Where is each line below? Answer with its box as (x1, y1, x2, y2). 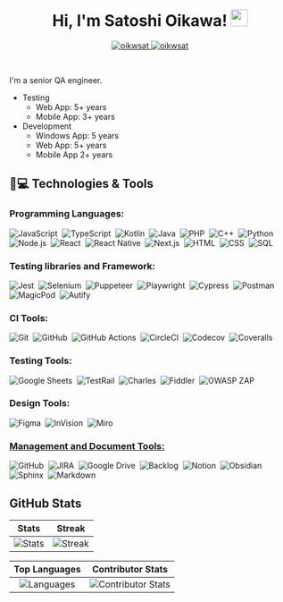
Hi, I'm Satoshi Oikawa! (52, 11, 228, 31)
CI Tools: (9, 311, 49, 324)
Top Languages (13, 563, 81, 575)
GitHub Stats (9, 496, 82, 511)
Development (21, 121, 72, 131)
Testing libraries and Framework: (9, 259, 156, 272)
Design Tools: (9, 397, 71, 410)
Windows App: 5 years (35, 130, 119, 140)
